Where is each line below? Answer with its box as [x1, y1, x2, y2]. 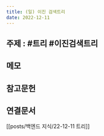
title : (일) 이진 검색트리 [6, 8, 65, 15]
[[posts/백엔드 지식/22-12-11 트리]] [6, 123, 90, 130]
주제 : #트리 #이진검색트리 [6, 38, 99, 48]
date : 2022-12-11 [6, 15, 50, 21]
